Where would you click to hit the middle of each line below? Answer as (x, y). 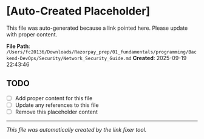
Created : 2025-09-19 (160, 58)
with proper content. (32, 34)
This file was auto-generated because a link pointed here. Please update (97, 28)
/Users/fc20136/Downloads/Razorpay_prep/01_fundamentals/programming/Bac (102, 52)
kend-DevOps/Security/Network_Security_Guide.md (69, 58)
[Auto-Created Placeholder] (78, 11)
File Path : (18, 46)
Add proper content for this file (54, 98)
